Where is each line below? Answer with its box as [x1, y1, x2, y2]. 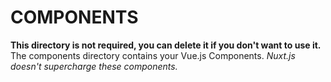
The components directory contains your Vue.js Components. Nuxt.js [10, 49, 296, 61]
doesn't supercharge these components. [10, 60, 178, 72]
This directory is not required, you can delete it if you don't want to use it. [10, 39, 322, 51]
